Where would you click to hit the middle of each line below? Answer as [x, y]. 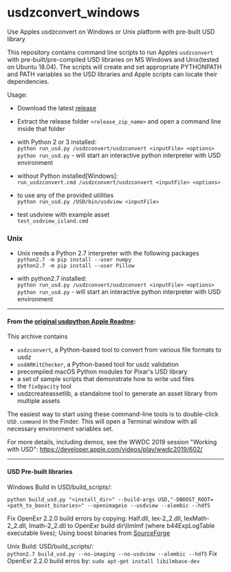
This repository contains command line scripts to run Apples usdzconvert [110, 52]
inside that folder [41, 128]
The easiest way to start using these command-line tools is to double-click [113, 414]
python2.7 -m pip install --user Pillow [76, 266]
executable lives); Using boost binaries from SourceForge [89, 533]
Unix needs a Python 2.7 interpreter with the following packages [108, 253]
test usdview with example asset [63, 214]
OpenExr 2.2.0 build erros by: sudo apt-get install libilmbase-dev [103, 560]
